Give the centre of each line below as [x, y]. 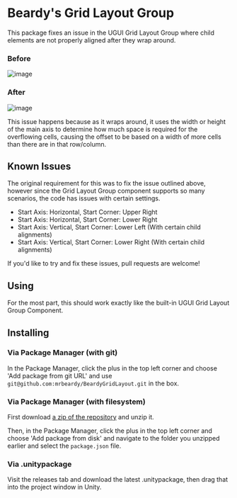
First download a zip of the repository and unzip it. [81, 417]
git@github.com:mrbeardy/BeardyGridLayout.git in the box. [93, 383]
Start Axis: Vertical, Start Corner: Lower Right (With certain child [111, 242]
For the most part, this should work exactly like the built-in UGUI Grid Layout [118, 303]
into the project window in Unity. [54, 487]
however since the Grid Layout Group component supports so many [106, 191]
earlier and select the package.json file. [64, 446]
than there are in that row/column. [57, 144]
